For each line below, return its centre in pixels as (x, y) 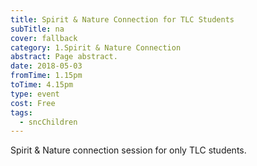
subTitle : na (37, 29)
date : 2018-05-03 (46, 66)
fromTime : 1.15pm (46, 76)
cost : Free (33, 103)
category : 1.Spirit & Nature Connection (96, 47)
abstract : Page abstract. (64, 57)
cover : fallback (44, 38)
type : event (35, 94)
